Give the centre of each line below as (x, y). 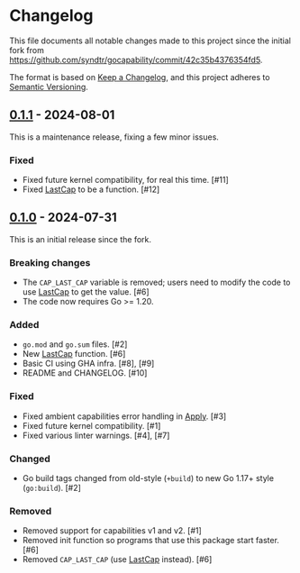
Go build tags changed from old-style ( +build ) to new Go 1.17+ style (148, 478)
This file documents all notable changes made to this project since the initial (150, 41)
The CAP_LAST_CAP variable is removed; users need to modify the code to (156, 282)
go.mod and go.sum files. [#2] (75, 344)
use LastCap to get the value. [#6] (86, 292)
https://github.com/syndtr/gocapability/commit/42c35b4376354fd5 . (136, 59)
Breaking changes (50, 262)
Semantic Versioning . (49, 86)
